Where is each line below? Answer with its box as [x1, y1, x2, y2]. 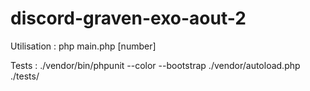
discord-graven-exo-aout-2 [10, 7, 247, 30]
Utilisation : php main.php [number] [10, 40, 157, 52]
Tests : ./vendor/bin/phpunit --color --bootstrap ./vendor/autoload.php [10, 59, 301, 71]
